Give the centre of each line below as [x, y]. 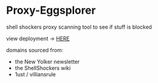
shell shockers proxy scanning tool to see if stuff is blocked [79, 27]
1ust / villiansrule [35, 74]
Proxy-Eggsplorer [51, 10]
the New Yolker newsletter [47, 62]
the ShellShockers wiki [43, 68]
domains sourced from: [35, 50]
